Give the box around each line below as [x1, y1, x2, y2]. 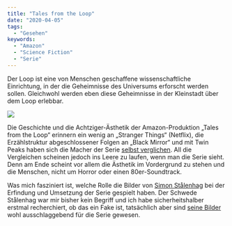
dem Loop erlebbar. [7, 97, 64, 105]
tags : [7, 23, 23, 30]
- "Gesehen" [13, 29, 49, 37]
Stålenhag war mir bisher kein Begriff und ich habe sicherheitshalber [7, 195, 204, 204]
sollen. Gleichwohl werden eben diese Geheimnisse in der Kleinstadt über [7, 89, 219, 97]
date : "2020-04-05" [7, 17, 64, 24]
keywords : [7, 36, 36, 43]
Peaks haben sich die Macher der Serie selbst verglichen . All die [7, 145, 192, 154]
